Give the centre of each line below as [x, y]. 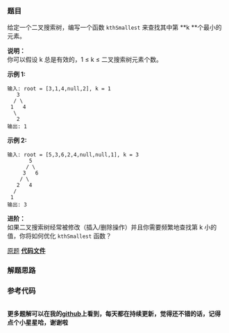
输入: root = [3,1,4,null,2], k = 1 [59, 89]
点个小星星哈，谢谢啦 [37, 322]
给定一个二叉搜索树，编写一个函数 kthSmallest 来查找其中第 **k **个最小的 [114, 27]
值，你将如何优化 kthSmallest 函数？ [60, 236]
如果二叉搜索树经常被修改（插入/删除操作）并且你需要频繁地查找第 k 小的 [112, 227]
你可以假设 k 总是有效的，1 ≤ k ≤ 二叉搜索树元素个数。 [85, 60]
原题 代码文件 [26, 251]
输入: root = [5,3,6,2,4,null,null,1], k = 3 [73, 155]
